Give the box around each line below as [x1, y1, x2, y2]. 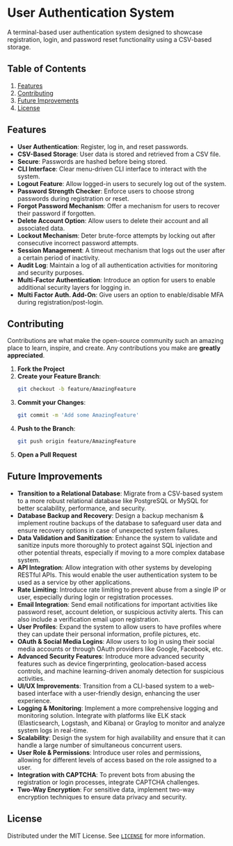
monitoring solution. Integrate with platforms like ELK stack [17, 711, 186, 719]
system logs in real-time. [17, 726, 89, 735]
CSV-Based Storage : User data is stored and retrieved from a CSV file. [17, 150, 221, 158]
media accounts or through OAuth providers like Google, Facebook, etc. [17, 645, 224, 653]
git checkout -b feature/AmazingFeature [17, 385, 136, 393]
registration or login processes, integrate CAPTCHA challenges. [17, 778, 200, 786]
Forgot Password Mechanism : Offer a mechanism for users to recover [17, 201, 220, 210]
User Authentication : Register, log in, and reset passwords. [17, 142, 189, 151]
